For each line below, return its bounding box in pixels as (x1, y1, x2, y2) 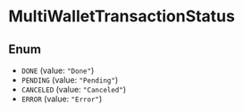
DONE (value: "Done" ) (21, 65, 95, 76)
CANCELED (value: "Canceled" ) (21, 84, 127, 94)
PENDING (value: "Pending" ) (21, 75, 118, 85)
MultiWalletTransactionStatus (8, 6, 236, 27)
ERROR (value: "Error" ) (21, 93, 103, 104)
